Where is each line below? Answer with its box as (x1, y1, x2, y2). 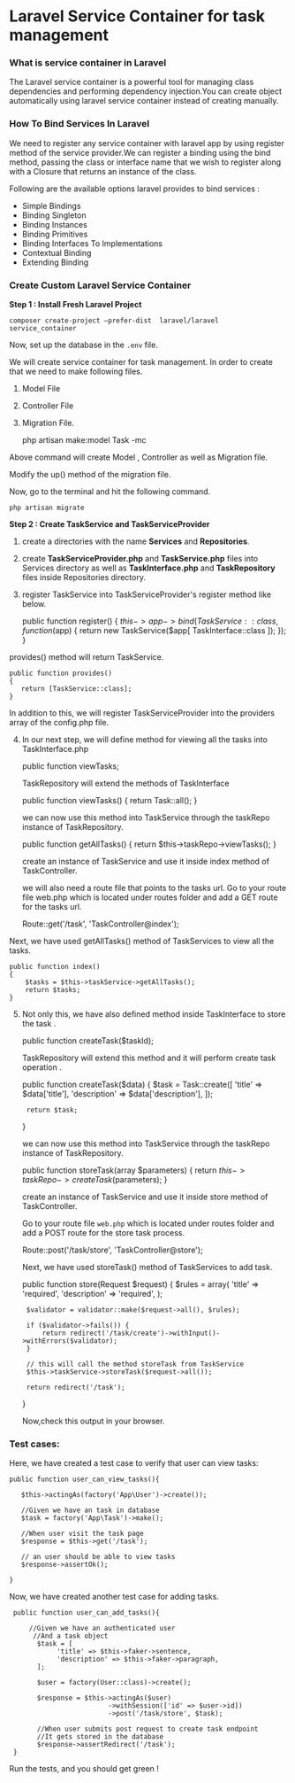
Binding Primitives (21, 229, 88, 239)
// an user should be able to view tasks (20, 1553, 176, 1562)
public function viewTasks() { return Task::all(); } (21, 795, 198, 806)
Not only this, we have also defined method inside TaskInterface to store (21, 1009, 286, 1019)
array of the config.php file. (9, 717, 109, 728)
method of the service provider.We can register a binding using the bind (9, 147, 271, 158)
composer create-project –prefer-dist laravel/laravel (9, 316, 219, 325)
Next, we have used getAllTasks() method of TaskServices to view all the (9, 936, 275, 947)
